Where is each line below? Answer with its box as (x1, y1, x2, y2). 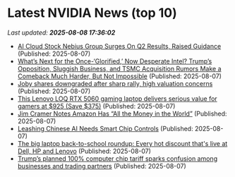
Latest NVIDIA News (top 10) (7, 5, 178, 21)
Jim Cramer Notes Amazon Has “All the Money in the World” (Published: (17, 109, 227, 118)
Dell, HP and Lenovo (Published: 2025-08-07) (17, 147, 152, 155)
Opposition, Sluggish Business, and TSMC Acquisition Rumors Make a (17, 64, 222, 73)
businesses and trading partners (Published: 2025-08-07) (17, 161, 187, 170)
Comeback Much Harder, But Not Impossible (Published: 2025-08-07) (17, 72, 222, 80)
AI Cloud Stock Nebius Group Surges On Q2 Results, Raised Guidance (17, 42, 222, 50)
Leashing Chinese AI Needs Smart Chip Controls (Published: (17, 124, 193, 133)
